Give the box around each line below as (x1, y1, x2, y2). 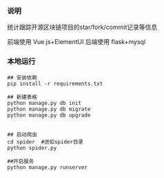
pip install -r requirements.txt (7, 80, 103, 87)
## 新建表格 (7, 93, 38, 101)
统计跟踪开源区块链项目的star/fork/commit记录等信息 (7, 23, 158, 32)
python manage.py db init (7, 99, 81, 106)
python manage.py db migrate (7, 106, 91, 112)
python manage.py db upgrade (7, 112, 91, 119)
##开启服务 (7, 157, 34, 165)
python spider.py (7, 144, 57, 151)
